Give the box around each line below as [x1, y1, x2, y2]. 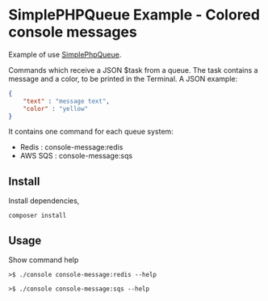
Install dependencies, [8, 196, 80, 206]
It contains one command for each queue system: [8, 127, 174, 137]
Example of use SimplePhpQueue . [8, 49, 122, 59]
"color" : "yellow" [23, 104, 89, 112]
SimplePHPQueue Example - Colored [8, 6, 261, 24]
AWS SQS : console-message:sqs [19, 151, 133, 161]
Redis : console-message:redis [19, 142, 124, 152]
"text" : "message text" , [23, 97, 111, 105]
